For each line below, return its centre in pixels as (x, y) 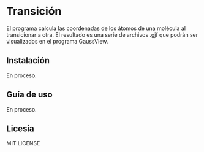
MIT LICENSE (23, 143)
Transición (34, 11)
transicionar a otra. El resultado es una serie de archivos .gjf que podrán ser (102, 34)
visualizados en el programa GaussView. (57, 41)
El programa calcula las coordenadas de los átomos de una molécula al (96, 28)
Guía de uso (30, 95)
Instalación (28, 60)
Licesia (21, 128)
